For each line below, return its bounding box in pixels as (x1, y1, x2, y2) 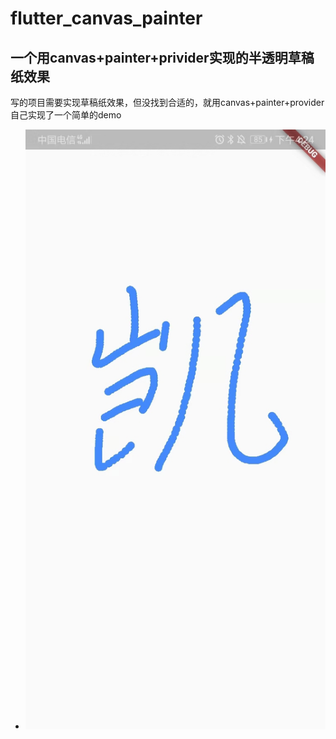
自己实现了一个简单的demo (10, 109, 122, 121)
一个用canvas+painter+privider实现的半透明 (10, 49, 288, 66)
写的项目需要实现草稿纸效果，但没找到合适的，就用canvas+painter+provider (10, 97, 325, 108)
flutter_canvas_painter (10, 7, 203, 30)
